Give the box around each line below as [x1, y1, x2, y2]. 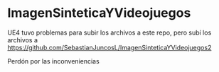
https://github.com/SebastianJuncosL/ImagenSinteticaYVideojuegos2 [7, 43, 212, 52]
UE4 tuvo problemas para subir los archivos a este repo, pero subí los [7, 28, 212, 37]
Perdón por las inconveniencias [7, 56, 100, 65]
